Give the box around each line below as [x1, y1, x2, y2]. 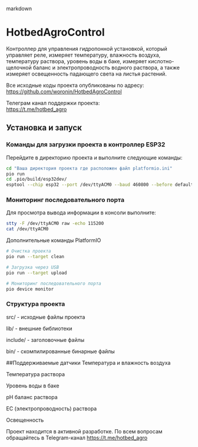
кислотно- [148, 57, 174, 64]
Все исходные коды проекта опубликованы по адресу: [6, 81, 144, 89]
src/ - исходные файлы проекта [6, 313, 85, 321]
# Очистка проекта [6, 248, 51, 255]
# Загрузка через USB [6, 264, 60, 270]
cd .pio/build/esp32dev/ [6, 177, 67, 182]
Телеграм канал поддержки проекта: [6, 99, 100, 106]
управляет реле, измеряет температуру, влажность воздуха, [6, 51, 161, 58]
